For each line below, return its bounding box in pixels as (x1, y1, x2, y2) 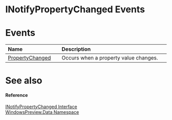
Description (61, 46, 91, 53)
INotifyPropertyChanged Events (5, 4, 145, 15)
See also (5, 75, 42, 87)
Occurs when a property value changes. (61, 54, 158, 62)
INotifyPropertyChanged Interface (5, 104, 78, 110)
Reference (5, 92, 28, 98)
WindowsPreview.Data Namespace (5, 109, 79, 115)
